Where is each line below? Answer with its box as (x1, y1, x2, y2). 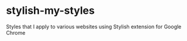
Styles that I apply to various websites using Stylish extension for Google (6, 23, 182, 30)
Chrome (6, 29, 26, 36)
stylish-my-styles (6, 4, 95, 17)
